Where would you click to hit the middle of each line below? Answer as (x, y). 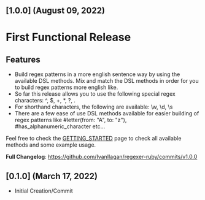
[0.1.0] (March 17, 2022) (52, 176)
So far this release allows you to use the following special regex (95, 94)
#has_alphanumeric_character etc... (60, 126)
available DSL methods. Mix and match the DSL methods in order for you (106, 81)
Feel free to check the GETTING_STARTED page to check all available (94, 139)
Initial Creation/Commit (44, 191)
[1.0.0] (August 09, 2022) (56, 11)
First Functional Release (68, 37)
